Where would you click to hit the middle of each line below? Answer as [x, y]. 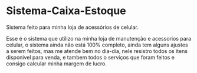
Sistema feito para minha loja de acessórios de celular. [72, 27]
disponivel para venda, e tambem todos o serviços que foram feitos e [91, 57]
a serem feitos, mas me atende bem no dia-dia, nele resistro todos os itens [97, 51]
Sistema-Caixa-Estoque [66, 11]
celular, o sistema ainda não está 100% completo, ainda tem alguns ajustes [97, 45]
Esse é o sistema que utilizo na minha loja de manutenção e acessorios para [99, 38]
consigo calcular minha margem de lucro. [57, 64]
